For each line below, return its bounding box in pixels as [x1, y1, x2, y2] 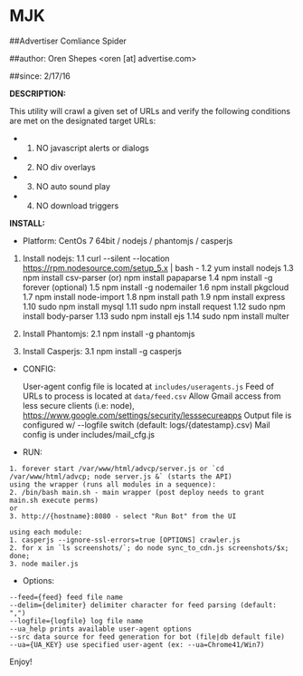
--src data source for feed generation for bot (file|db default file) [9, 632, 285, 642]
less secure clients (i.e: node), [22, 400, 136, 410]
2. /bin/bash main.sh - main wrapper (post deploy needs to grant [9, 488, 265, 497]
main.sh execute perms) [9, 496, 99, 505]
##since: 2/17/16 [9, 70, 71, 82]
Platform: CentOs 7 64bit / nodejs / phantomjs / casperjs [22, 235, 233, 246]
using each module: [9, 527, 83, 536]
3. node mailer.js [9, 559, 79, 568]
